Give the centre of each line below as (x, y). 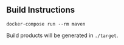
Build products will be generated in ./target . (62, 35)
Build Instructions (41, 10)
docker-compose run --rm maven (46, 24)
